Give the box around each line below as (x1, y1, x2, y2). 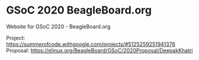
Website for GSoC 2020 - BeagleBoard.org (6, 23, 111, 30)
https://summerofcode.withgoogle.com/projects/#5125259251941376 (6, 41, 176, 48)
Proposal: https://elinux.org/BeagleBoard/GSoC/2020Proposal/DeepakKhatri (6, 46, 193, 54)
